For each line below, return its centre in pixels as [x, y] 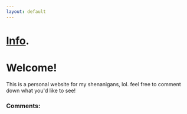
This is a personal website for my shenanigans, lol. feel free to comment [93, 84]
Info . [18, 40]
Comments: [23, 106]
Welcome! [32, 68]
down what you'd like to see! [41, 90]
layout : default [26, 12]
